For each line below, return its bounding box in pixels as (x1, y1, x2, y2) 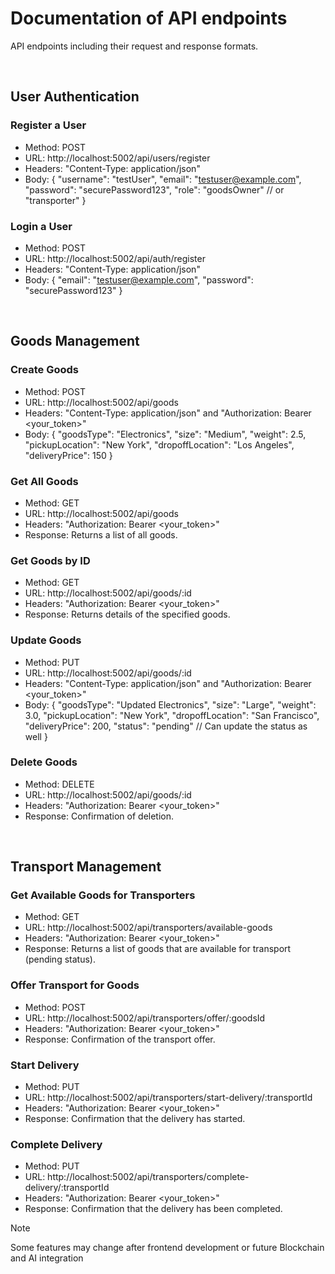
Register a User (10, 118, 87, 132)
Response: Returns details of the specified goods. (24, 608, 231, 621)
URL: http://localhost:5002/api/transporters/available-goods (24, 922, 273, 934)
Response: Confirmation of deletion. (24, 810, 175, 822)
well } (24, 730, 48, 742)
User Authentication (10, 88, 140, 106)
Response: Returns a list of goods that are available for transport (24, 943, 292, 955)
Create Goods (10, 363, 80, 377)
